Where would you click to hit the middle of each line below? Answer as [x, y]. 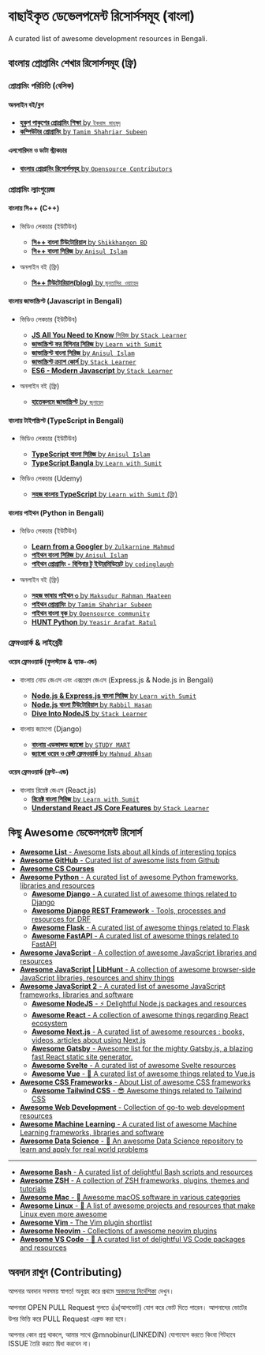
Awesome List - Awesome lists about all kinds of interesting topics [128, 851]
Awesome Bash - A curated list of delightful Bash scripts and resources [136, 1172]
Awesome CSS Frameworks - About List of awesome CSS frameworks [135, 1081]
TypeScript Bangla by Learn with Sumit [97, 463]
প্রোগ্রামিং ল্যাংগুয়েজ [32, 189]
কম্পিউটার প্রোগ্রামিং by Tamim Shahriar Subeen [83, 132]
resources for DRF [61, 919]
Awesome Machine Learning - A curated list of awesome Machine [128, 1124]
